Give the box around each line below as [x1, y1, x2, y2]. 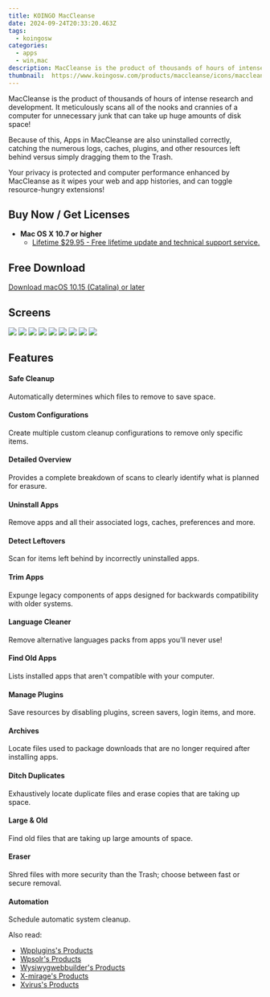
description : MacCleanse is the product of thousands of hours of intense [8, 64, 264, 72]
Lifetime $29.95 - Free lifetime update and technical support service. [31, 238, 260, 248]
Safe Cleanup [8, 374, 55, 384]
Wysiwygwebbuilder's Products [19, 962, 126, 973]
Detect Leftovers [8, 535, 66, 545]
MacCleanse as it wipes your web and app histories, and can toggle [8, 176, 233, 186]
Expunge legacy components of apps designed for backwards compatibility [8, 590, 259, 600]
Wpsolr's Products [19, 954, 82, 964]
